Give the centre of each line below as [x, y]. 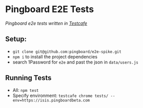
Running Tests [28, 78]
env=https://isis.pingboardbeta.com [51, 100]
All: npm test [26, 90]
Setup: [16, 39]
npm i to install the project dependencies [55, 57]
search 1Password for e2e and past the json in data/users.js [75, 62]
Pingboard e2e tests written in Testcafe [46, 23]
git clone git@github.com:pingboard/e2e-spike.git [67, 51]
